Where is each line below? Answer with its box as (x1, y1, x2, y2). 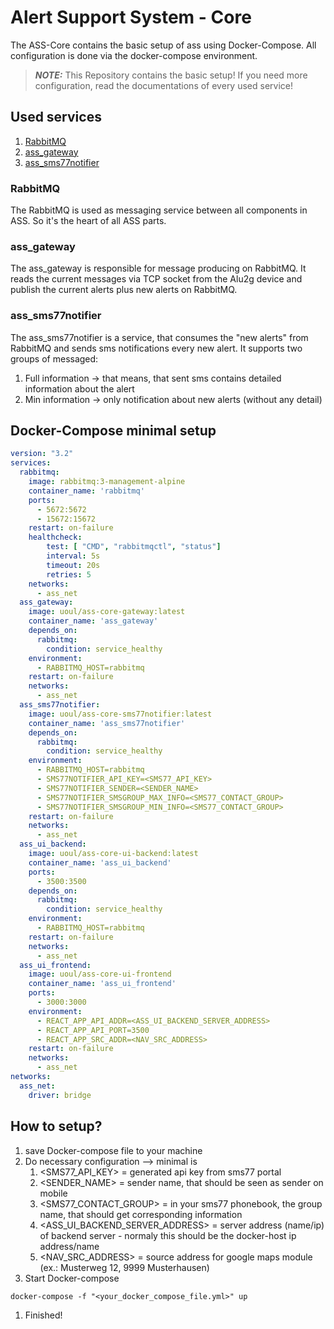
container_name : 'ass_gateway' (28, 616, 159, 626)
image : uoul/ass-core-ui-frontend (28, 969, 172, 980)
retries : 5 (46, 569, 92, 580)
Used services (10, 109, 102, 126)
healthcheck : (28, 532, 83, 543)
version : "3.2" (10, 449, 74, 459)
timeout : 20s (46, 560, 101, 570)
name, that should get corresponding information (39, 1208, 243, 1220)
